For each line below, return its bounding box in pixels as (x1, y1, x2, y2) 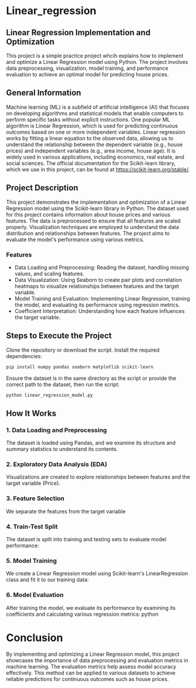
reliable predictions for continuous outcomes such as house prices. (6, 675, 169, 682)
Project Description (6, 183, 79, 193)
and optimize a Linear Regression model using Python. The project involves (6, 59, 188, 65)
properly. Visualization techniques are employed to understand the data (6, 223, 180, 230)
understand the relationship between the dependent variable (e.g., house (6, 141, 183, 148)
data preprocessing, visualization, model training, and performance (6, 65, 168, 72)
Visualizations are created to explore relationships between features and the (6, 474, 191, 481)
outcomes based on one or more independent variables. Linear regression (6, 128, 186, 136)
